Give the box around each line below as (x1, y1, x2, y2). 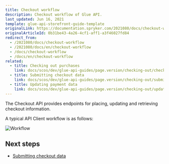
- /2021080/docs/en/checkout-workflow (10, 45, 92, 50)
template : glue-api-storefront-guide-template (5, 21, 105, 27)
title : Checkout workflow (5, 7, 59, 13)
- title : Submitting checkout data (10, 73, 84, 78)
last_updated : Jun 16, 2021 (5, 17, 64, 22)
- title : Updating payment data (10, 82, 78, 87)
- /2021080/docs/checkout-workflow (10, 40, 84, 45)
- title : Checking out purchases (10, 63, 80, 68)
